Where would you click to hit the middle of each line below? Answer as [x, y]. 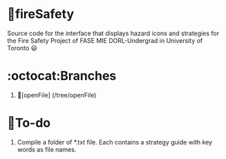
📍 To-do [29, 123]
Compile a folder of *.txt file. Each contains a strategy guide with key [115, 142]
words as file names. [47, 149]
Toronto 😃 [22, 48]
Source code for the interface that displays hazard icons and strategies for [113, 33]
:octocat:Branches [62, 76]
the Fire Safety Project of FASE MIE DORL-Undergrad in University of [105, 40]
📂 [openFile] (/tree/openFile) [57, 95]
